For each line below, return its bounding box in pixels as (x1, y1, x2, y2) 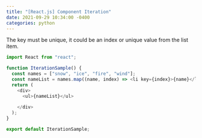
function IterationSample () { (6, 65, 82, 71)
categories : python (6, 20, 55, 26)
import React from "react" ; (6, 55, 77, 61)
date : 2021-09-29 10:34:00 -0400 (6, 14, 90, 20)
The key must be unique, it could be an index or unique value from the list (6, 37, 188, 44)
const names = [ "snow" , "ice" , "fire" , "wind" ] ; (11, 71, 136, 77)
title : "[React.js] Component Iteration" (6, 8, 112, 15)
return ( (11, 82, 34, 88)
